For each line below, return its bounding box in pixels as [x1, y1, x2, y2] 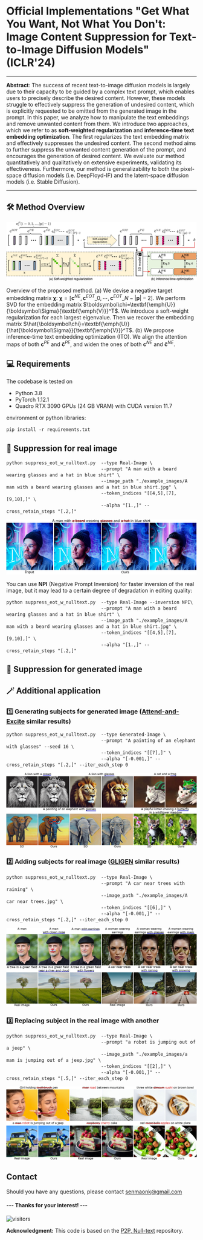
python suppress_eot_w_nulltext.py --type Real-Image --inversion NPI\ [6, 599, 193, 605]
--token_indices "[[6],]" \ [100, 904, 172, 910]
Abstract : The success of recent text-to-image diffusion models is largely [6, 81, 190, 88]
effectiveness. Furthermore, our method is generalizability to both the [6, 165, 179, 172]
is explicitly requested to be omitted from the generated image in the [6, 107, 177, 115]
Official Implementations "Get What [6, 4, 190, 18]
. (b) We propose [132, 326, 174, 334]
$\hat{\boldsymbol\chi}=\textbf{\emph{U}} [23, 320, 130, 327]
